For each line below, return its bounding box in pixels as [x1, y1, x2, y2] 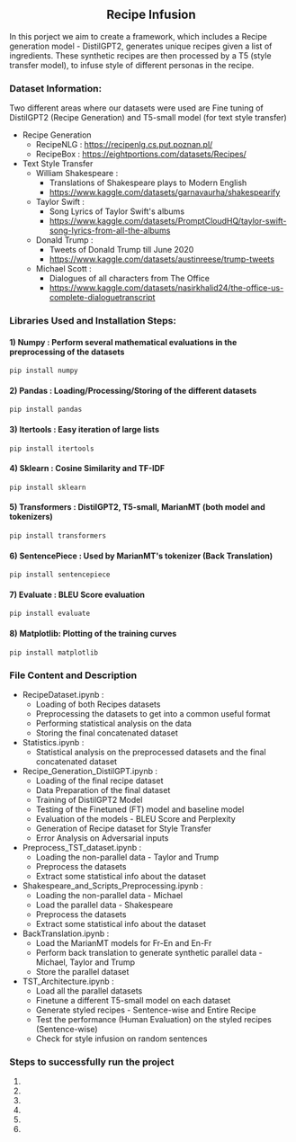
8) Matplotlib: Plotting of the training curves [9, 629, 177, 639]
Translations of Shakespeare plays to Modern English [49, 177, 247, 188]
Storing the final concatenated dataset [35, 727, 178, 738]
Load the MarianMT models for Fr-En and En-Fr [35, 937, 212, 948]
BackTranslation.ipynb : [22, 928, 110, 939]
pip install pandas [9, 405, 83, 415]
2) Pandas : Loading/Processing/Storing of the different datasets [9, 385, 257, 396]
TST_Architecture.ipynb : [22, 976, 114, 986]
